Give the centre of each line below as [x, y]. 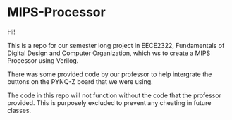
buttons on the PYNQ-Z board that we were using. [80, 81]
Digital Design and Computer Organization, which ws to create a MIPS [109, 53]
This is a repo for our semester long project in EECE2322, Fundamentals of [116, 45]
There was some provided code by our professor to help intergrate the [110, 74]
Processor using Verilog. [43, 60]
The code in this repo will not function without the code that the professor [115, 95]
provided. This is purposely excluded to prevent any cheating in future [109, 102]
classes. [19, 110]
